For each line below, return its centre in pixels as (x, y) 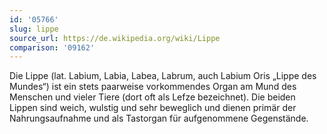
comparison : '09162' (52, 47)
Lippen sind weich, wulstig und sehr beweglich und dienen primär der (153, 108)
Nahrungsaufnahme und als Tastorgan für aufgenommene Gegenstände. (159, 118)
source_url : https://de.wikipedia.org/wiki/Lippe (115, 38)
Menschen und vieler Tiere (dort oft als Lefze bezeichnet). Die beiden (152, 97)
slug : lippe (34, 29)
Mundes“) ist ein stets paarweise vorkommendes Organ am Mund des (153, 87)
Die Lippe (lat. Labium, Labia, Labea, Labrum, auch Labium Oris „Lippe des (163, 76)
